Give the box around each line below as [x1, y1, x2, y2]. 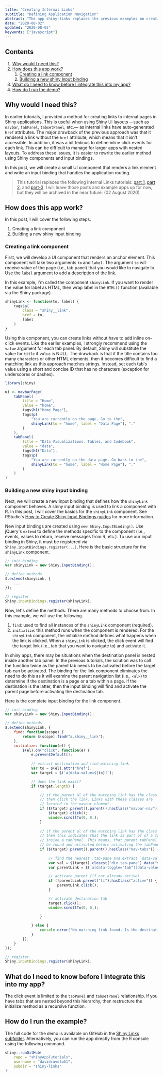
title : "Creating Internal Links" [5, 7, 75, 12]
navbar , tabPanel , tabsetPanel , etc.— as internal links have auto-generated [5, 124, 154, 130]
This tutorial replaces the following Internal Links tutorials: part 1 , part [16, 179, 155, 185]
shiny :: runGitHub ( [5, 1050, 42, 1055]
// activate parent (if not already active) [48, 874, 140, 879]
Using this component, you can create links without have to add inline [5, 335, 144, 341]
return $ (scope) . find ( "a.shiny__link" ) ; [22, 734, 105, 739]
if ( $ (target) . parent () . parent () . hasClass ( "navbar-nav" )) [39, 806, 160, 811]
